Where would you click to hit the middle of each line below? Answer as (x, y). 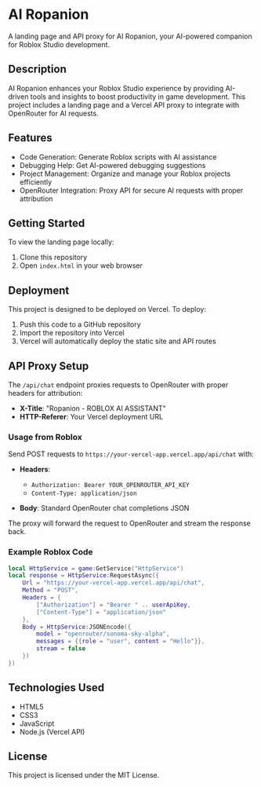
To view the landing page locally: (61, 242)
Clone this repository (53, 258)
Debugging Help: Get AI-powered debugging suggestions (112, 165)
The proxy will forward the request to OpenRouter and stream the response (129, 523)
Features (30, 138)
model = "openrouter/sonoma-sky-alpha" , (103, 634)
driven (18, 97)
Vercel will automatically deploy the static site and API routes (118, 341)
